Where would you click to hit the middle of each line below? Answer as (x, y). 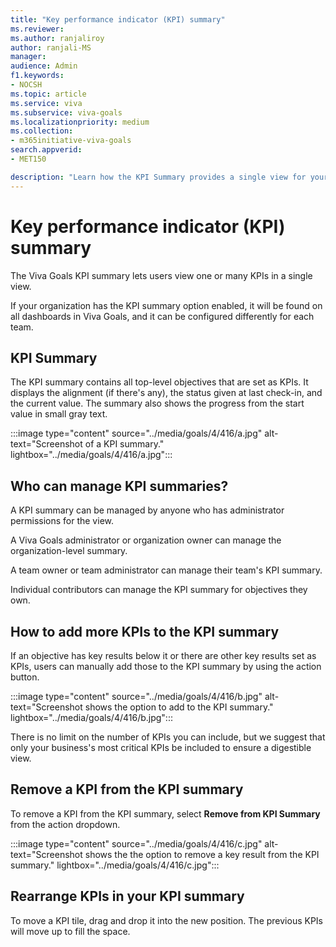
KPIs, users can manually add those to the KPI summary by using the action (166, 666)
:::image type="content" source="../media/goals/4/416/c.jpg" (136, 843)
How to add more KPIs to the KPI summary (145, 631)
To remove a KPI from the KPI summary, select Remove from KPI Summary (165, 813)
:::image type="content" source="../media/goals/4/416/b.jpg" (136, 696)
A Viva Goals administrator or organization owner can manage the (146, 540)
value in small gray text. (59, 414)
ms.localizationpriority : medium (80, 122)
